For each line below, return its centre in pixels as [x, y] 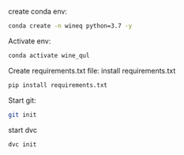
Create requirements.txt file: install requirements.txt [92, 70]
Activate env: [30, 41]
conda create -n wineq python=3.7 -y [70, 26]
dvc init [23, 144]
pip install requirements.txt [58, 85]
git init [23, 115]
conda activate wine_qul [49, 55]
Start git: [23, 100]
